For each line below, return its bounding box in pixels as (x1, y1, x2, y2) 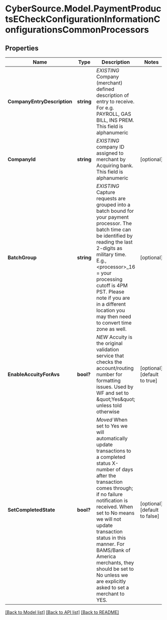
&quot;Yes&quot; (96, 396, 136, 403)
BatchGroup (7, 254, 37, 261)
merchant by (96, 156, 126, 163)
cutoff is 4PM (96, 282, 128, 289)
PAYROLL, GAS (96, 110, 132, 117)
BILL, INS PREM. (96, 117, 134, 123)
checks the (96, 358, 122, 365)
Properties (5, 44, 39, 52)
